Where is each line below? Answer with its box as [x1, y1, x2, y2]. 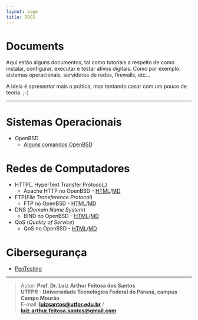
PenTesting [14, 265, 42, 272]
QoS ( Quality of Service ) [14, 219, 75, 226]
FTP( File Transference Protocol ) [14, 194, 93, 201]
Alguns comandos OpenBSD [23, 141, 93, 148]
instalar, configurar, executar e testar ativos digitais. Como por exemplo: [6, 65, 181, 72]
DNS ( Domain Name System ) [14, 206, 85, 213]
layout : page [6, 8, 38, 15]
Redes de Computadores [6, 161, 130, 175]
